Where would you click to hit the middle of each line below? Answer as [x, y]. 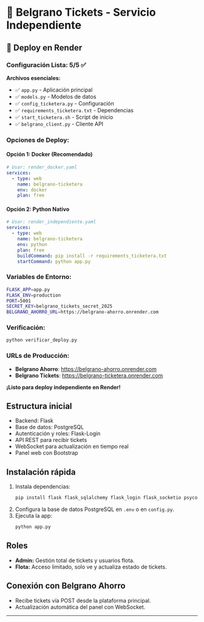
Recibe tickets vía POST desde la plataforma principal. [83, 600]
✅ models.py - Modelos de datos [56, 96]
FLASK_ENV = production [34, 295]
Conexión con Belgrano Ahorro [66, 586]
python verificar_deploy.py [42, 340]
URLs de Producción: [38, 356]
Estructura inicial [39, 406]
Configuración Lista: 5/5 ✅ [46, 65]
